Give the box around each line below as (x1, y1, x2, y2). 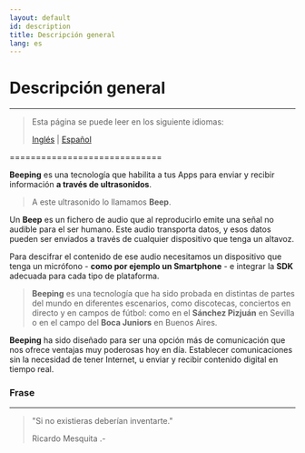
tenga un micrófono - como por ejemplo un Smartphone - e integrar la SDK (9, 261, 293, 272)
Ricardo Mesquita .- (31, 433, 106, 444)
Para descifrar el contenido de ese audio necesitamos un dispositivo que (9, 251, 282, 262)
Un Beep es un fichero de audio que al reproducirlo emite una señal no (9, 215, 275, 226)
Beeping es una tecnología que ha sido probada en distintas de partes (31, 288, 295, 299)
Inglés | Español (31, 134, 93, 146)
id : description (9, 22, 71, 31)
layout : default (9, 13, 71, 23)
